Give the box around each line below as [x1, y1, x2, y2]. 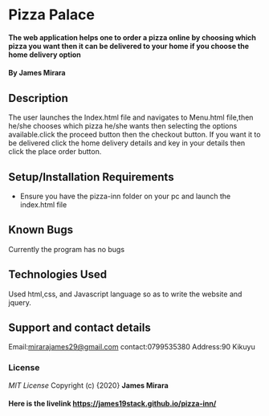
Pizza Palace [8, 6, 95, 24]
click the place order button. [8, 147, 102, 157]
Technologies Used [8, 267, 107, 282]
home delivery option [8, 50, 82, 59]
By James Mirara [8, 68, 66, 78]
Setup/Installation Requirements [8, 170, 174, 184]
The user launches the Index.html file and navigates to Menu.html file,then [8, 112, 254, 122]
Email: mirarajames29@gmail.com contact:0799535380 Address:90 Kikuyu [8, 342, 255, 352]
